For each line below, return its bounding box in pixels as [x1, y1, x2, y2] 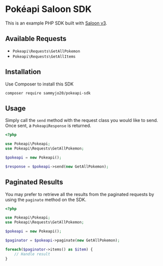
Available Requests [5, 34, 67, 43]
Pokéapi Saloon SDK [5, 3, 92, 15]
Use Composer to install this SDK [5, 81, 74, 87]
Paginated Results [5, 178, 64, 186]
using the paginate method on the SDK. [5, 196, 87, 202]
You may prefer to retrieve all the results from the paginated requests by [5, 191, 154, 197]
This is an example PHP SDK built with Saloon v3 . [5, 20, 107, 26]
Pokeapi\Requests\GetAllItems [12, 54, 76, 59]
